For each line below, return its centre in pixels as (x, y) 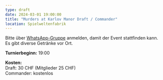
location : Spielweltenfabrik (36, 24)
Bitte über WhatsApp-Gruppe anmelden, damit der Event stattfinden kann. (82, 38)
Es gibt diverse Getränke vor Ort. (39, 43)
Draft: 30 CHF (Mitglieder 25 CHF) (41, 68)
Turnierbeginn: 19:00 (28, 53)
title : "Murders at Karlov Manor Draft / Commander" (61, 19)
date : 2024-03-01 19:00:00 (33, 14)
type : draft (18, 10)
